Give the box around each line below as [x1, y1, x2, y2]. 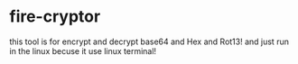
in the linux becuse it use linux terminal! [9, 45, 156, 56]
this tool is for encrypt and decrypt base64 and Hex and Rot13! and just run [9, 36, 289, 47]
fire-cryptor [9, 6, 101, 27]
